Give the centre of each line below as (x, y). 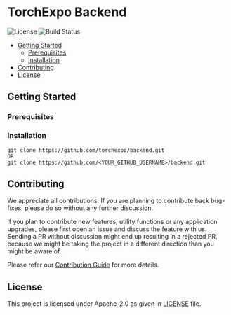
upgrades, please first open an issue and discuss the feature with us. (107, 229)
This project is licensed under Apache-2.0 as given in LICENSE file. (104, 304)
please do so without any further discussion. (88, 208)
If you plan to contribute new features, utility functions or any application (112, 222)
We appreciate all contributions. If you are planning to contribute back (108, 201)
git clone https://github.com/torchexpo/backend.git (86, 150)
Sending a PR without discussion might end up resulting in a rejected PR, (112, 237)
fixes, (15, 208)
